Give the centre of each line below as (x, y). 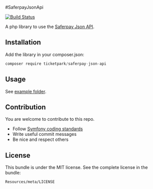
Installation (23, 42)
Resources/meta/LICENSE (30, 182)
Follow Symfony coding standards (48, 129)
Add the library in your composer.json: (45, 54)
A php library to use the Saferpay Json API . (50, 27)
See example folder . (26, 91)
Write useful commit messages (44, 134)
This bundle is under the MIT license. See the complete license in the (76, 167)
